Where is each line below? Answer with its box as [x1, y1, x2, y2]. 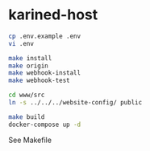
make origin [8, 62, 48, 70]
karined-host [8, 6, 98, 24]
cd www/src [8, 91, 45, 100]
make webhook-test [8, 76, 70, 85]
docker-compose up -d [8, 120, 81, 129]
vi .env [8, 39, 35, 47]
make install [8, 54, 52, 62]
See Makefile [8, 135, 52, 145]
